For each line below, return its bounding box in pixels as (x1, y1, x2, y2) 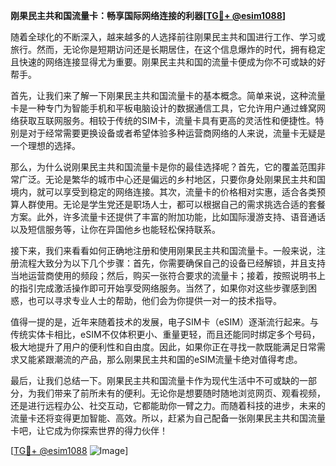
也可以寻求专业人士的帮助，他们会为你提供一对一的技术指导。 (27, 295, 282, 306)
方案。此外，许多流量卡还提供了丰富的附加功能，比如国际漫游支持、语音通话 (10, 211, 326, 223)
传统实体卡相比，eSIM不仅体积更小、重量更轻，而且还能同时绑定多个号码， (10, 329, 321, 340)
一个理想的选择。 (10, 140, 81, 151)
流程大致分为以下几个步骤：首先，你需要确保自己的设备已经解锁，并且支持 (18, 257, 326, 269)
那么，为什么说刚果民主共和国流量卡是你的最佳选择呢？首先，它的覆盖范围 (10, 161, 317, 173)
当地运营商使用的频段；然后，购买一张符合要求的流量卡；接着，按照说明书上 (10, 270, 326, 281)
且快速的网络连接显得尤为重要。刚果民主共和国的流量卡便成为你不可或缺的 (10, 56, 317, 68)
